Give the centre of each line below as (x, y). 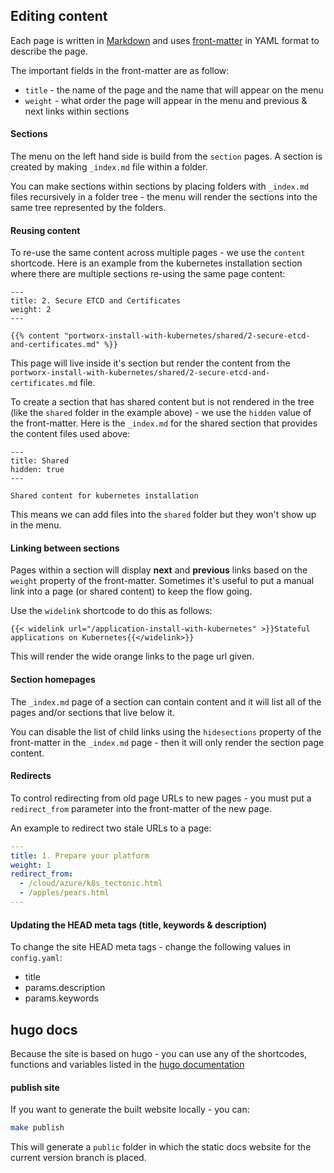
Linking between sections (65, 548)
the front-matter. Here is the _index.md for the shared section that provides (164, 423)
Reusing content (45, 230)
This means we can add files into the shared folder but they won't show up (163, 515)
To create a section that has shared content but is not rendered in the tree (162, 402)
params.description (65, 988)
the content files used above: (70, 434)
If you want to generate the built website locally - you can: (130, 1110)
